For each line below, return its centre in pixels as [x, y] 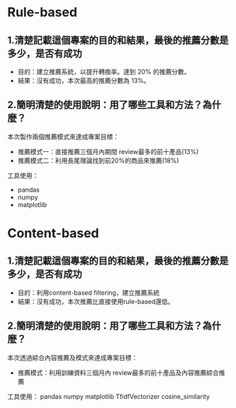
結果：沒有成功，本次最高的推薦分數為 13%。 [84, 81]
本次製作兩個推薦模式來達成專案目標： [63, 136]
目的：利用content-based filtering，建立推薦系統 [89, 292]
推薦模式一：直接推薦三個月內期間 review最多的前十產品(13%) [108, 151]
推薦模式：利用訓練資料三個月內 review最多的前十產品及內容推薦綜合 [118, 373]
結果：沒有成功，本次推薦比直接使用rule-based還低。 [96, 301]
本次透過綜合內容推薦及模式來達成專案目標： [73, 357]
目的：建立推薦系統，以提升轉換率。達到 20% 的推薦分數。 [104, 72]
